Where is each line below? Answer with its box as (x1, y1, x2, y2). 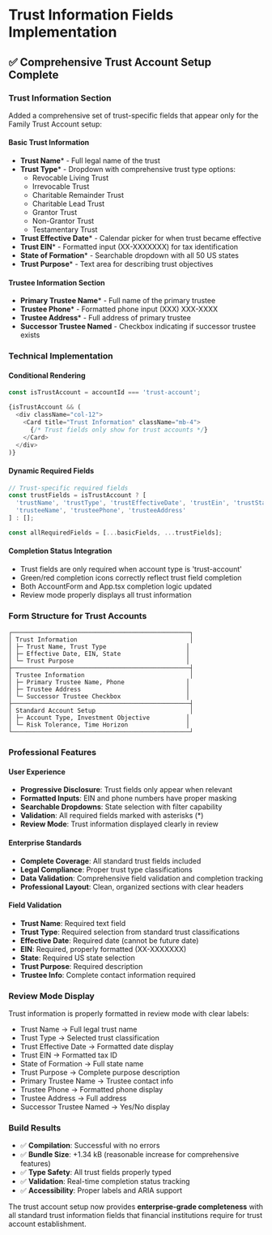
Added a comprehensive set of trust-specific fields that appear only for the (8, 110, 259, 120)
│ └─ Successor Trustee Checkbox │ (8, 693, 190, 701)
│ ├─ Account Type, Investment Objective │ (8, 714, 190, 723)
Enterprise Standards (8, 838, 83, 848)
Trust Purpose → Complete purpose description (19, 1068, 181, 1078)
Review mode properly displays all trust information (19, 590, 192, 600)
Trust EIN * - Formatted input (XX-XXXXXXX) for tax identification (19, 242, 239, 252)
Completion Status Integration (8, 546, 113, 556)
